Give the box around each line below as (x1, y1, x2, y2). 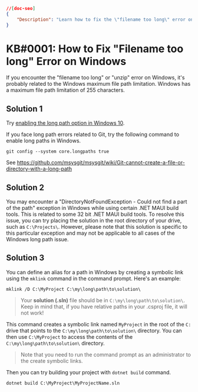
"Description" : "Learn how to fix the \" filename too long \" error (16, 17, 186, 22)
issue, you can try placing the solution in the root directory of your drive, (6, 217, 182, 224)
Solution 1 (6, 103, 43, 114)
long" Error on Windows (6, 54, 127, 68)
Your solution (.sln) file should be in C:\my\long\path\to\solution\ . (20, 296, 186, 304)
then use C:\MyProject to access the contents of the (6, 333, 133, 340)
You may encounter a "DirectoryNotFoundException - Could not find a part (6, 198, 187, 205)
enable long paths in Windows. (6, 137, 81, 144)
